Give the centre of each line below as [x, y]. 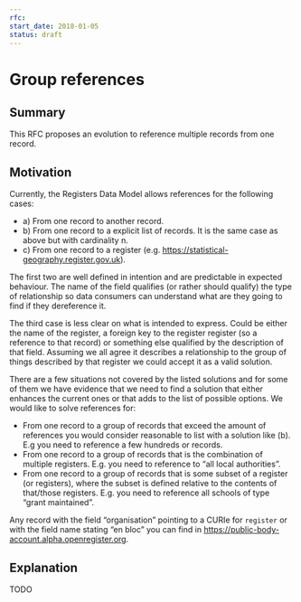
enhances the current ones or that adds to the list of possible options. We [146, 399]
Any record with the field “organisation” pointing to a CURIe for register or [148, 520]
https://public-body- [241, 530]
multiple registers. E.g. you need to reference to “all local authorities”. [151, 464]
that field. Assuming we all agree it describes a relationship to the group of [148, 353]
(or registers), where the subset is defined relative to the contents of [150, 484]
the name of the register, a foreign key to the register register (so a [133, 333]
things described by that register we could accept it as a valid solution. [141, 362]
